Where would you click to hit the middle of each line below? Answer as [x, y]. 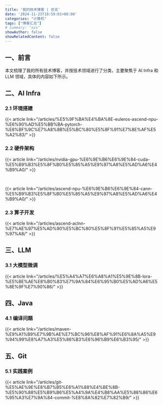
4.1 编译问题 [19, 318]
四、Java [19, 303]
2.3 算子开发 [20, 212]
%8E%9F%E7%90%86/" [30, 287]
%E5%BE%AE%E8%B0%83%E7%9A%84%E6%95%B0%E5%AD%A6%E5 [81, 281]
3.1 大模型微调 [21, 265]
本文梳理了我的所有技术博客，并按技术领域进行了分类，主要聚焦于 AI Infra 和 [82, 70]
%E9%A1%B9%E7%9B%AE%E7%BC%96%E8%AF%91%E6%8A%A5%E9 [80, 334]
